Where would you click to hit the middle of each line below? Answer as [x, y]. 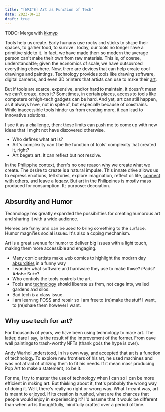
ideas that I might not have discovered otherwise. [55, 130]
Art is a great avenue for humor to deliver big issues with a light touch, [76, 243]
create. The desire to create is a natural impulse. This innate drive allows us [82, 170]
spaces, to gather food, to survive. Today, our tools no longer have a [74, 48]
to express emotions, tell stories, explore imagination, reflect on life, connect [83, 176]
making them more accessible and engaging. [51, 248]
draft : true [17, 19]
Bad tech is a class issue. [38, 295]
